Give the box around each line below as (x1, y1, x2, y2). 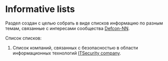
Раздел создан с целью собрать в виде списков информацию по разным (5, 20, 163, 26)
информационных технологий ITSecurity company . (12, 50, 121, 56)
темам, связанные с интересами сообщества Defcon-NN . (5, 25, 130, 31)
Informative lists (5, 3, 75, 15)
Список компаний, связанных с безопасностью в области (12, 44, 138, 50)
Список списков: (5, 35, 42, 41)
